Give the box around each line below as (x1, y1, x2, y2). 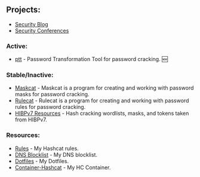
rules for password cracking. (14, 103, 86, 111)
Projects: (6, 5, 41, 15)
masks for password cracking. (14, 91, 90, 98)
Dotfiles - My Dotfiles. (14, 157, 69, 164)
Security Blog (14, 20, 49, 28)
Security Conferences (14, 27, 69, 34)
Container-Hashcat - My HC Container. (14, 164, 111, 171)
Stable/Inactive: (6, 71, 54, 80)
